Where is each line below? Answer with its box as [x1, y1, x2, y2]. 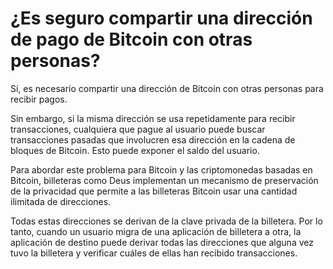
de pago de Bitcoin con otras [10, 28, 253, 51]
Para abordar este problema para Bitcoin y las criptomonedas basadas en [10, 163, 313, 176]
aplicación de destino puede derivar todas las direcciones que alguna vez [10, 236, 314, 248]
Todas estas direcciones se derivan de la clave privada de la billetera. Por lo [10, 215, 323, 227]
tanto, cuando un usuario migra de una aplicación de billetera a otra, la [10, 225, 302, 237]
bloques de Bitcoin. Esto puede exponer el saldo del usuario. [10, 144, 260, 156]
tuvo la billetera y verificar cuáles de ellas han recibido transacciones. [10, 247, 298, 259]
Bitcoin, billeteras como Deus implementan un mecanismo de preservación [10, 174, 319, 186]
